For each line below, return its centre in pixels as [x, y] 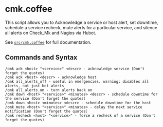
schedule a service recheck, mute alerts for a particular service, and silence [81, 27]
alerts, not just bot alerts [35, 86]
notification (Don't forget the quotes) [47, 111]
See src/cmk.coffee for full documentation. [48, 42]
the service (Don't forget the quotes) [45, 98]
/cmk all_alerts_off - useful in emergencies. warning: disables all [77, 81]
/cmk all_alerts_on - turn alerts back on [49, 90]
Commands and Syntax [41, 58]
